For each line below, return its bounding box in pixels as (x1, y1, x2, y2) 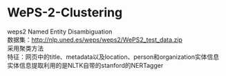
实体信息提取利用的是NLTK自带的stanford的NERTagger (7, 61, 164, 69)
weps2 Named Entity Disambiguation (7, 27, 113, 36)
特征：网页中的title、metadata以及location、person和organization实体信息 (7, 53, 220, 61)
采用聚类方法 (7, 44, 44, 52)
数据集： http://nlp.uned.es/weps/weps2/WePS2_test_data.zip (7, 36, 183, 44)
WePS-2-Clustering (7, 5, 123, 21)
